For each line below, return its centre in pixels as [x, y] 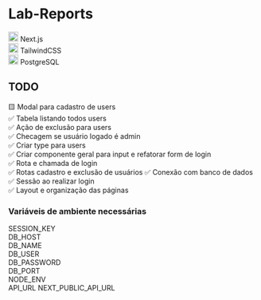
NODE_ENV [27, 279]
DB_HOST [25, 237]
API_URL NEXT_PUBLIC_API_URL [62, 288]
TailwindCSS [41, 50]
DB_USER [24, 254]
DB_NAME [25, 246]
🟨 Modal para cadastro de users [62, 107]
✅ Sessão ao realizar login [51, 181]
